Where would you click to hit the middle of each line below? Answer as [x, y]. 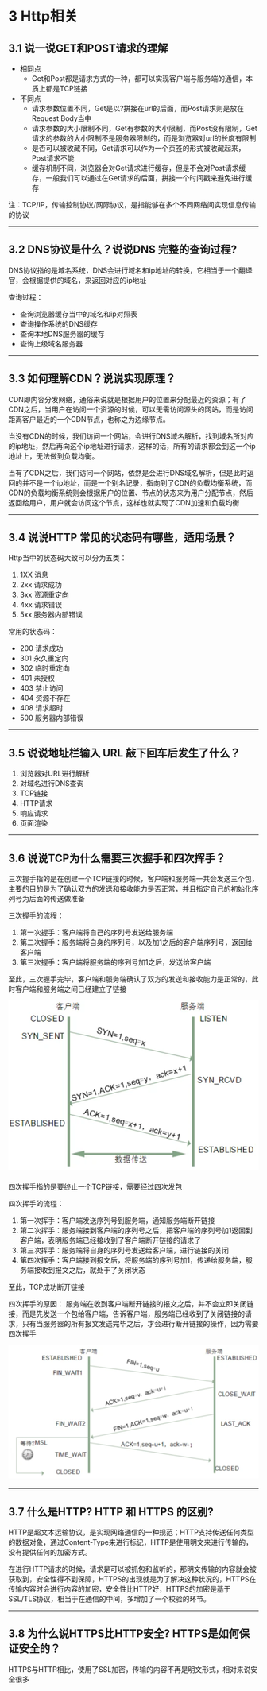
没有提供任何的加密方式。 [50, 1552]
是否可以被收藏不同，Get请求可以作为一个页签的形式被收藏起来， [138, 148]
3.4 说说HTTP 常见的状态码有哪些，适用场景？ [122, 538]
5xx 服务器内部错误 [51, 615]
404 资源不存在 [45, 698]
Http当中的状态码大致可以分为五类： [68, 558]
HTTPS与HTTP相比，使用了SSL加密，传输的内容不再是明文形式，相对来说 [130, 1669]
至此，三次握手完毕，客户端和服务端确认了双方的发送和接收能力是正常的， [130, 979]
